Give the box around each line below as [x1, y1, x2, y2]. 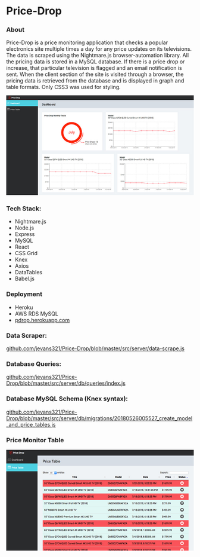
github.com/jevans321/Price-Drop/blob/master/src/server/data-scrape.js [6, 345, 185, 352]
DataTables [14, 269, 43, 276]
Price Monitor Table [6, 436, 64, 444]
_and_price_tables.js [6, 421, 56, 428]
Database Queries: [6, 360, 61, 368]
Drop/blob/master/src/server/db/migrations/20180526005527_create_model [6, 414, 193, 422]
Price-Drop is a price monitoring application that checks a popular [6, 39, 168, 46]
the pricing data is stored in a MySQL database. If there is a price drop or [6, 58, 185, 65]
